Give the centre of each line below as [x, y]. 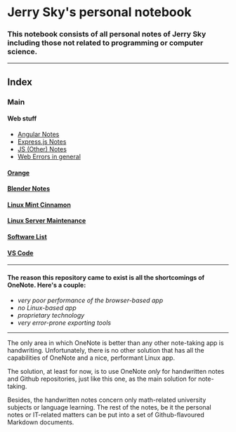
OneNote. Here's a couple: [47, 285]
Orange [19, 173]
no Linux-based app [47, 308]
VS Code [20, 252]
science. [22, 52]
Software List [27, 236]
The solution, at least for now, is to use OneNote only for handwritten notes [116, 372]
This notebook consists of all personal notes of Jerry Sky [107, 34]
